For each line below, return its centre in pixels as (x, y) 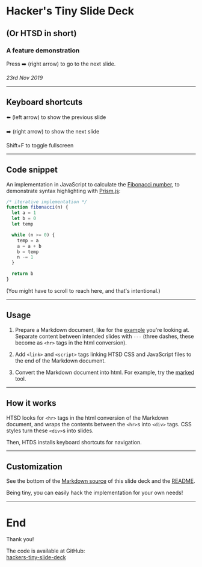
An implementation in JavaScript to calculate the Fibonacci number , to (93, 184)
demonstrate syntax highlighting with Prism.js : (63, 191)
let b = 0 (24, 219)
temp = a (28, 241)
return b (23, 274)
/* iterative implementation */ (47, 202)
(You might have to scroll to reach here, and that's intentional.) (83, 290)
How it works (31, 403)
